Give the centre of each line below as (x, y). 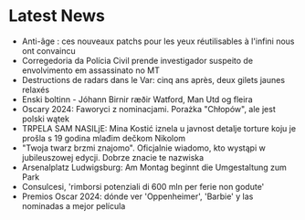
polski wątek (46, 119)
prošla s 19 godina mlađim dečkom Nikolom (104, 138)
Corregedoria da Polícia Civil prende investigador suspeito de (137, 60)
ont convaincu (49, 50)
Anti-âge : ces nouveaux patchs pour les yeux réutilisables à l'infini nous (158, 41)
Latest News (57, 16)
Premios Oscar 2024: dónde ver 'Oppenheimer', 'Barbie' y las (137, 196)
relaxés (36, 89)
